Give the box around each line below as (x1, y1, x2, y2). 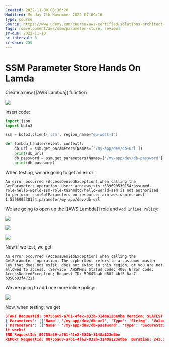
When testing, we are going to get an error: (5, 169, 95, 175)
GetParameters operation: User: (5, 183, 73, 188)
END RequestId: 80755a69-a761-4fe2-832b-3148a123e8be (5, 332, 121, 337)
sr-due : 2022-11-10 (5, 31, 46, 36)
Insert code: (5, 109, 30, 115)
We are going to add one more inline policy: (5, 284, 96, 290)
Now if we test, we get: (5, 243, 53, 250)
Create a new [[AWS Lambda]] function (5, 89, 87, 95)
